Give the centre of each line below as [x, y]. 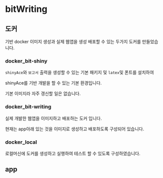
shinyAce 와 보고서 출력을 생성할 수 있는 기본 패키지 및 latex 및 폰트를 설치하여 [80, 73]
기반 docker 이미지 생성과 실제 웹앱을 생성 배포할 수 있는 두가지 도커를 [73, 42]
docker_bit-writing [28, 107]
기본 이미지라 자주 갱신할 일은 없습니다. [43, 93]
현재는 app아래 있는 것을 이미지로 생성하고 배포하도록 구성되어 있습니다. [75, 129]
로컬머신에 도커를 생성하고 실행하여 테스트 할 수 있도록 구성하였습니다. [73, 153]
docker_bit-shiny [26, 61]
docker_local [21, 142]
